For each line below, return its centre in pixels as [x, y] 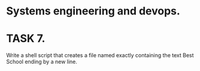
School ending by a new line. [42, 62]
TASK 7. [26, 39]
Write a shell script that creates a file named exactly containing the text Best [100, 55]
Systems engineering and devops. [93, 11]
